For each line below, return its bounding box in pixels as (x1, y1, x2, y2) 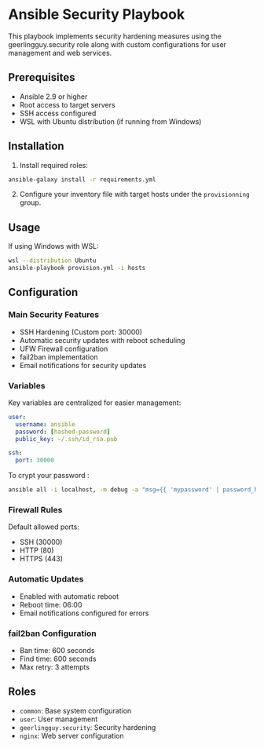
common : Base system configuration (19, 706, 132, 715)
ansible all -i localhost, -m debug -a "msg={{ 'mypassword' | (8, 486, 220, 494)
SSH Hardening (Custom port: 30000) (19, 327, 143, 337)
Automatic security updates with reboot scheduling (19, 335, 186, 345)
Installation (8, 140, 64, 153)
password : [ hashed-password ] (15, 428, 111, 436)
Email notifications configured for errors (19, 608, 149, 618)
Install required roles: (19, 160, 89, 170)
